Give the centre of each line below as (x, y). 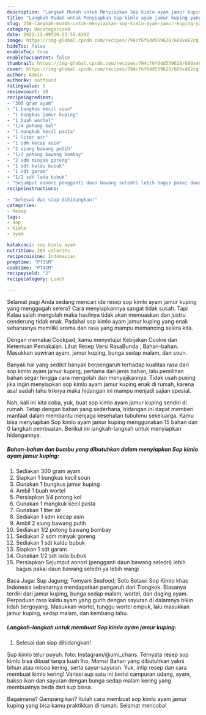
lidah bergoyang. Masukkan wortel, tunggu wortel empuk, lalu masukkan (98, 607)
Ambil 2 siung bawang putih (51, 523)
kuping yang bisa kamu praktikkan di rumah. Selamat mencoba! (87, 705)
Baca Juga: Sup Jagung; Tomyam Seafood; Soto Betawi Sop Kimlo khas (97, 580)
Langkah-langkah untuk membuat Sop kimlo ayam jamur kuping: (92, 627)
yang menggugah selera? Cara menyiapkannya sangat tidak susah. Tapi (97, 308)
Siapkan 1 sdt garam (41, 549)
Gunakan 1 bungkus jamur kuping (58, 484)
